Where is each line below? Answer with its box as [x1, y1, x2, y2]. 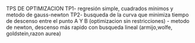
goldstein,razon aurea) [6, 30, 61, 37]
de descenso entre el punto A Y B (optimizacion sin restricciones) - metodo [6, 18, 190, 24]
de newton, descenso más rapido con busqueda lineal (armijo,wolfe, [6, 24, 173, 31]
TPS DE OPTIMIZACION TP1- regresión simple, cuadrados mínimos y [6, 5, 174, 12]
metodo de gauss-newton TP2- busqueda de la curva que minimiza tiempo [6, 11, 189, 18]
